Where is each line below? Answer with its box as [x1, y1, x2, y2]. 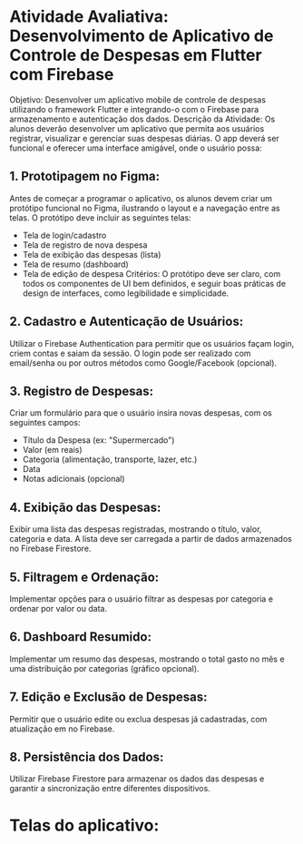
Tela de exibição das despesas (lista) [22, 249, 161, 260]
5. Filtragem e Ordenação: [9, 569, 160, 584]
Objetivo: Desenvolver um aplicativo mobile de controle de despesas [9, 93, 266, 105]
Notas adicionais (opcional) [22, 474, 125, 485]
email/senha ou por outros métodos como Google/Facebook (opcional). [9, 357, 278, 368]
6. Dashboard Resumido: [9, 629, 152, 645]
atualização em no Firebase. [9, 723, 115, 734]
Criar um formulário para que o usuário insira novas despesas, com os [9, 407, 272, 418]
